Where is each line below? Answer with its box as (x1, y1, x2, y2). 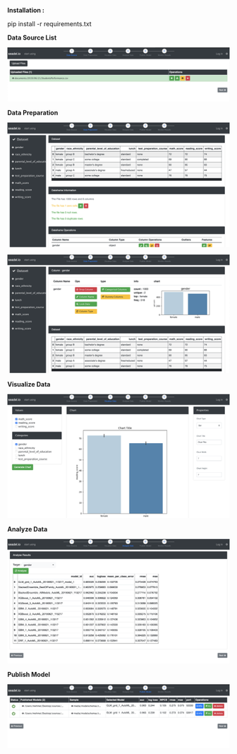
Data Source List (7, 33, 57, 42)
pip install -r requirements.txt (7, 20, 92, 28)
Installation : (7, 6, 44, 14)
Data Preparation (7, 109, 59, 117)
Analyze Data (7, 524, 48, 533)
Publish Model (7, 670, 51, 678)
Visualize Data (7, 379, 51, 388)
